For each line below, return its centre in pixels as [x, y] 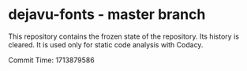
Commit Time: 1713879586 [51, 60]
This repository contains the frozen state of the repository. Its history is [123, 36]
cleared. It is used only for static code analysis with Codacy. [106, 44]
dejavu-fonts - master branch [107, 15]
